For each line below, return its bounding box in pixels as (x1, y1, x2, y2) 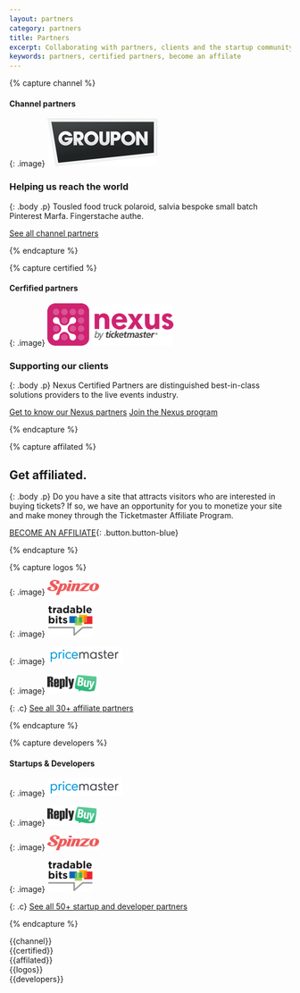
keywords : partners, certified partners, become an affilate (9, 52, 242, 62)
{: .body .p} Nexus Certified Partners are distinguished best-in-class (9, 380, 261, 391)
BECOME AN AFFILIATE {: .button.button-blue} (9, 527, 179, 538)
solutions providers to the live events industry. (9, 390, 179, 400)
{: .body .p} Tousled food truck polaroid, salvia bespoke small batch (9, 201, 259, 212)
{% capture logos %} (9, 561, 87, 572)
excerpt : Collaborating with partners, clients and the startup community (9, 43, 294, 52)
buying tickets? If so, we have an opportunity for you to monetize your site (9, 501, 283, 511)
